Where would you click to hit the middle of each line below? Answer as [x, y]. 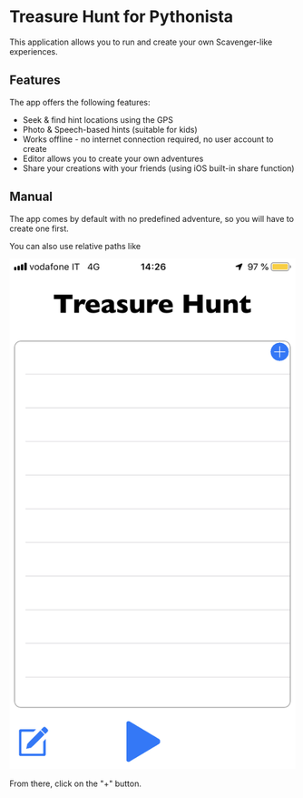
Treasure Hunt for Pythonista [122, 17]
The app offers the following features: [80, 102]
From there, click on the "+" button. [76, 783]
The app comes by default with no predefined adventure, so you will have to [152, 218]
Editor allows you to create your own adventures [113, 158]
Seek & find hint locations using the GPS [98, 119]
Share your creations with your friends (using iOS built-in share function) [158, 168]
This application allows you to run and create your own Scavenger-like [141, 42]
